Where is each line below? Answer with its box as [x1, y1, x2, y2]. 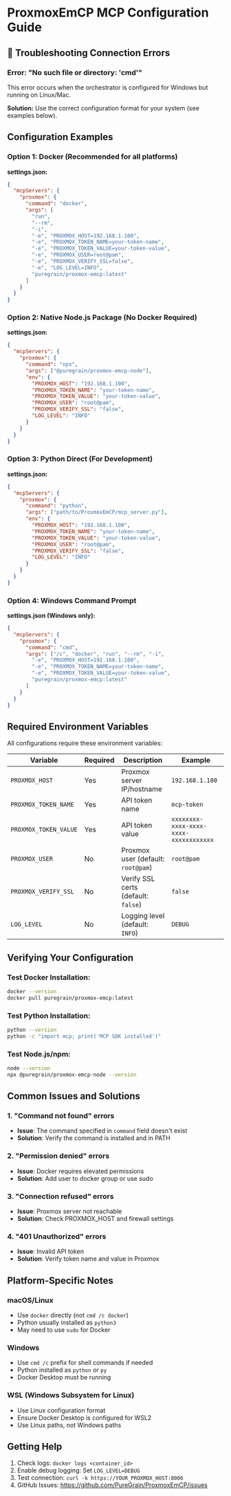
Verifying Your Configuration [7, 952, 134, 964]
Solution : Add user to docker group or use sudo [16, 1174, 153, 1182]
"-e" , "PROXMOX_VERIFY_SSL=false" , [32, 258, 134, 265]
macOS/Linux [7, 1295, 54, 1305]
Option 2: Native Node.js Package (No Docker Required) [7, 312, 197, 322]
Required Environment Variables [7, 721, 149, 732]
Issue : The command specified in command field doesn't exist [16, 1126, 188, 1135]
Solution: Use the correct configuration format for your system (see [7, 103, 199, 112]
